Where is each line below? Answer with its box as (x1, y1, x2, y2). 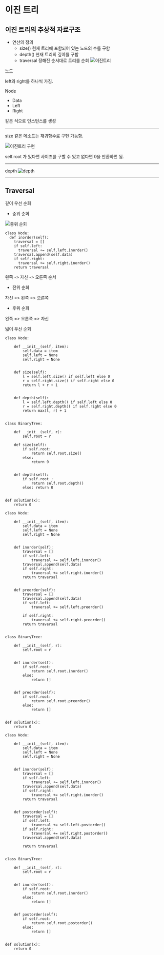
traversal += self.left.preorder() (31, 605, 104, 610)
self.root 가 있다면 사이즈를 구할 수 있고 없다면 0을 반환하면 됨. (5, 154, 124, 159)
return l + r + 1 (22, 383, 58, 387)
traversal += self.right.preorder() (31, 617, 106, 622)
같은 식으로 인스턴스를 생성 (5, 118, 56, 123)
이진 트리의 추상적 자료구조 (5, 25, 81, 34)
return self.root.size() (31, 451, 82, 456)
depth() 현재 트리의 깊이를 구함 (19, 52, 79, 57)
